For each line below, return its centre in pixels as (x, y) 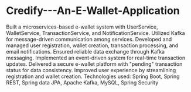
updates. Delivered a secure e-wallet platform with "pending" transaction (94, 64)
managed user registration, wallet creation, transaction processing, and (92, 45)
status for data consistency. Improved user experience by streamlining (91, 70)
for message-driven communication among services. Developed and (89, 39)
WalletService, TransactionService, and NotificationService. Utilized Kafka (96, 33)
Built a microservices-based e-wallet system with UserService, (82, 27)
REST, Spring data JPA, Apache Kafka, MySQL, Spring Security (82, 82)
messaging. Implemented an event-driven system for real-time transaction (96, 58)
